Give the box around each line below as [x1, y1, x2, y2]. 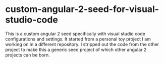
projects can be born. [5, 51, 50, 58]
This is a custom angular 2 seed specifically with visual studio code [5, 30, 145, 36]
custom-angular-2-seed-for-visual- [5, 3, 159, 15]
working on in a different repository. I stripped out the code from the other [5, 41, 159, 47]
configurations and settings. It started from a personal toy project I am [5, 36, 151, 42]
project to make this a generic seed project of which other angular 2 [5, 46, 147, 52]
